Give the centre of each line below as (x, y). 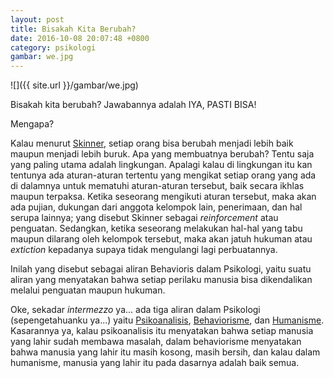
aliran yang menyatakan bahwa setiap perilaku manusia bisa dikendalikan (161, 280)
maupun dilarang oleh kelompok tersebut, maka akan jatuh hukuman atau (161, 239)
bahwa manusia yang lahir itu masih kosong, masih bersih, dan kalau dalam (165, 352)
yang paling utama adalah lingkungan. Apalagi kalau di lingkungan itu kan (161, 165)
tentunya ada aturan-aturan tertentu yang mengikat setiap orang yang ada (163, 175)
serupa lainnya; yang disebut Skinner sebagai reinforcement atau (144, 218)
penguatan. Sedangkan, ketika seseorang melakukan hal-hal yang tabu (156, 228)
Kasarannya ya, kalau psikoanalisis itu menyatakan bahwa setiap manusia (162, 331)
